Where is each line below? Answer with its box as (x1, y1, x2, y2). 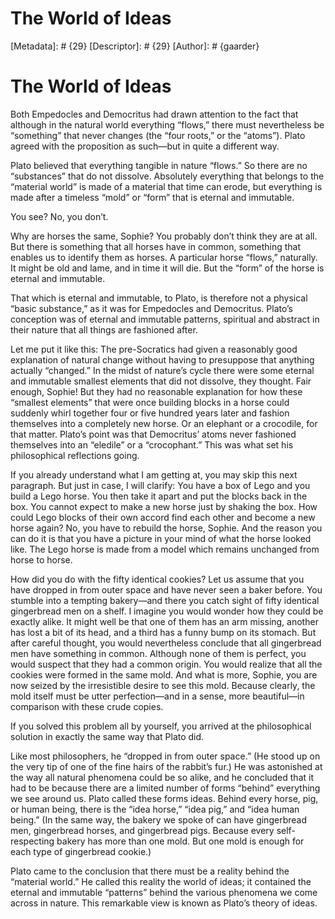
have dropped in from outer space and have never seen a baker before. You (10, 583, 323, 596)
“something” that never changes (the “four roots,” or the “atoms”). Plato (10, 129, 306, 141)
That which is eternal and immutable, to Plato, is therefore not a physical (10, 292, 308, 304)
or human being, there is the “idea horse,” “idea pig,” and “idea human (10, 803, 300, 815)
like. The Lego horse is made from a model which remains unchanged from (10, 543, 320, 555)
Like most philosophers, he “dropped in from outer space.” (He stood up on (10, 750, 321, 762)
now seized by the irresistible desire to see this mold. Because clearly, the (10, 679, 316, 691)
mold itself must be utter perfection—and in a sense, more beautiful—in (10, 690, 305, 702)
